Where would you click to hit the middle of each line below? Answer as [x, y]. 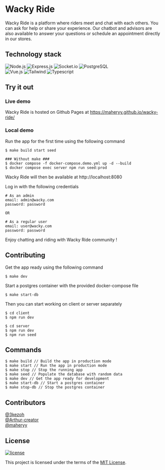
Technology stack [33, 54]
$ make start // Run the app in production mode [56, 366]
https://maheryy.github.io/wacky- [124, 112]
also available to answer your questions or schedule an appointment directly [83, 33]
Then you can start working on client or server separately [64, 304]
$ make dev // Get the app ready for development [57, 379]
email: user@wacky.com [28, 226]
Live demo [18, 101]
